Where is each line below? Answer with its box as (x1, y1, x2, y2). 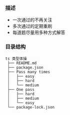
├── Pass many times (7, 69, 50, 74)
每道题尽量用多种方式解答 (12, 29, 65, 36)
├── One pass (7, 87, 35, 92)
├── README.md (7, 61, 37, 66)
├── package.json (7, 65, 43, 70)
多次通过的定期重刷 (12, 23, 52, 29)
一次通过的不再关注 (12, 17, 52, 23)
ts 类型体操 (5, 56, 27, 61)
